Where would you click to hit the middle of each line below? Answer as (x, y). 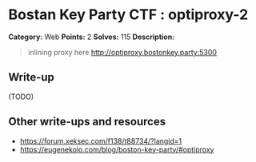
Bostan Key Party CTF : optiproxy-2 (128, 15)
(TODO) (21, 97)
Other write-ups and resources (87, 122)
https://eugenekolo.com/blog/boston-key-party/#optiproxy (117, 149)
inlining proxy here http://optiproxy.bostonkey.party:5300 (122, 52)
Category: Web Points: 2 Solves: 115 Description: (92, 37)
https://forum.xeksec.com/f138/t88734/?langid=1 (101, 140)
